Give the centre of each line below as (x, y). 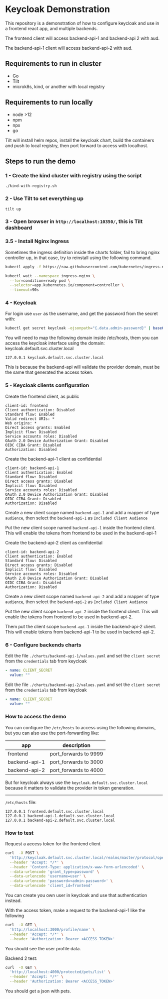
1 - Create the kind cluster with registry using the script (73, 175)
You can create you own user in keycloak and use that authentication (76, 895)
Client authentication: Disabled (40, 410)
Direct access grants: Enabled (38, 427)
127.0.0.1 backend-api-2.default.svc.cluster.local (60, 820)
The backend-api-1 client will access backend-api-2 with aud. (69, 48)
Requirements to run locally (49, 102)
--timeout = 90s (24, 290)
